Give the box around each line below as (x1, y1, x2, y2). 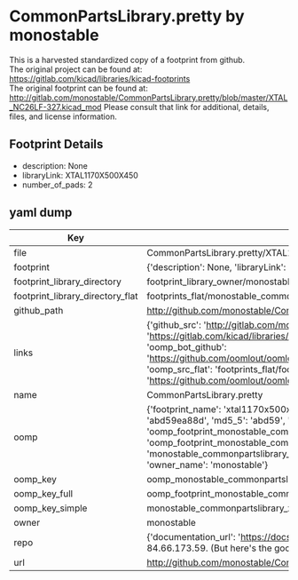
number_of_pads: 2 (21, 179, 93, 190)
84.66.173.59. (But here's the (145, 542, 272, 554)
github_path (13, 304, 64, 316)
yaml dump (9, 205, 73, 220)
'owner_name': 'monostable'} (145, 458, 269, 471)
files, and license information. (9, 111, 117, 122)
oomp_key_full (13, 487, 74, 499)
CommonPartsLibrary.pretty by (9, 6, 245, 27)
